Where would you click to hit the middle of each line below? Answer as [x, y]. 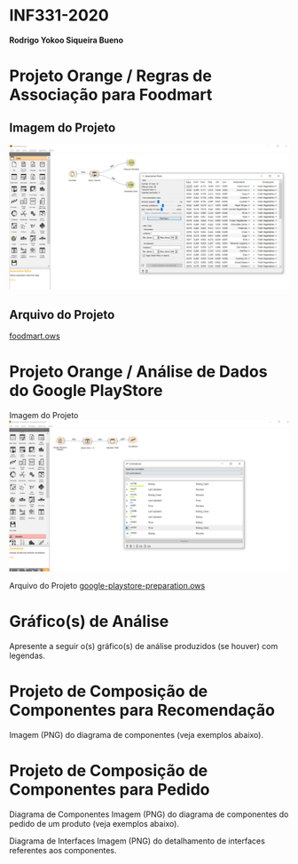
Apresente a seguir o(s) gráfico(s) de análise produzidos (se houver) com [144, 646]
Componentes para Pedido [110, 789]
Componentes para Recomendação [142, 710]
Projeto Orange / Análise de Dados [138, 372]
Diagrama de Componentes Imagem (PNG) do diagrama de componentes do [149, 814]
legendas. [27, 655]
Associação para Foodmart [111, 95]
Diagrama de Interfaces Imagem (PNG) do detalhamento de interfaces [137, 841]
